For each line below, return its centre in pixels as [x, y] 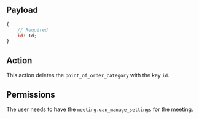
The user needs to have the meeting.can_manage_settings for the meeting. [100, 109]
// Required [33, 30]
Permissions [31, 94]
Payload [22, 10]
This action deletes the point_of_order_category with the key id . [88, 75]
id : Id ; [27, 36]
